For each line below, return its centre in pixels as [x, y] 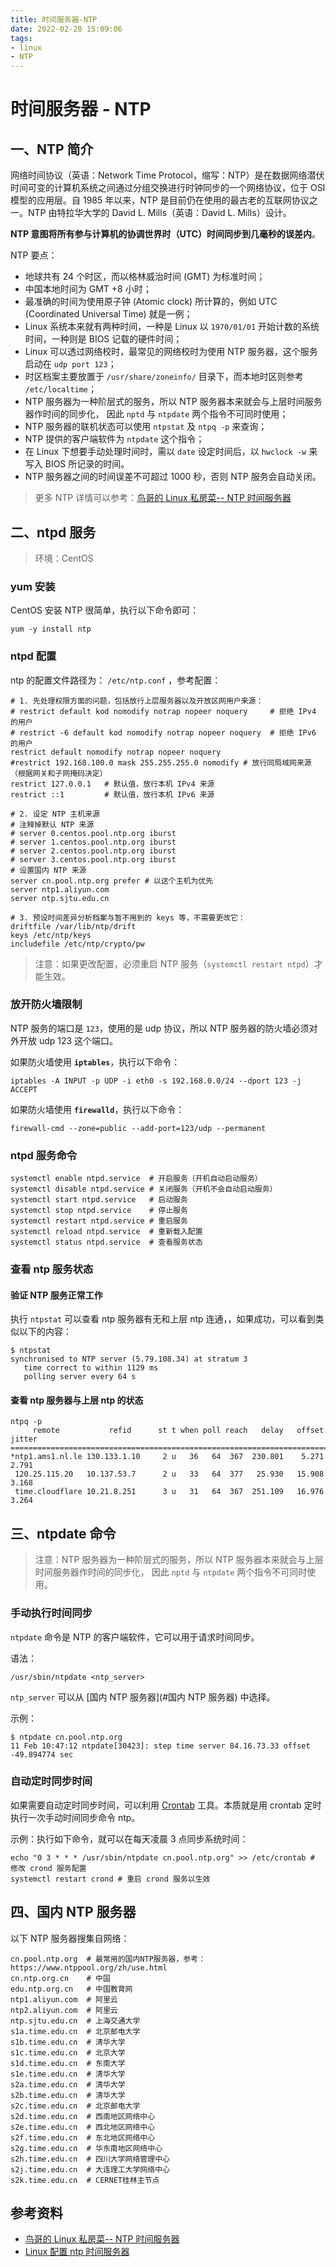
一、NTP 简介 [52, 149]
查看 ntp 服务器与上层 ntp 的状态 [77, 1400]
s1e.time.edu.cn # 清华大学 [68, 2074]
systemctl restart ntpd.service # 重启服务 [99, 1221]
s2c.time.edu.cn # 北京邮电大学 [75, 2106]
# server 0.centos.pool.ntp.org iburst [93, 833]
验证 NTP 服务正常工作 [56, 1295]
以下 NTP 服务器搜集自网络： [70, 1938]
